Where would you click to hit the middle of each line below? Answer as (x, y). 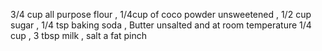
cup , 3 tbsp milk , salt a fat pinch (79, 35)
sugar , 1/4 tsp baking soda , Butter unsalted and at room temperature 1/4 (161, 25)
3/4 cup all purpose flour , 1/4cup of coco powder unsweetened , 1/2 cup (161, 14)
